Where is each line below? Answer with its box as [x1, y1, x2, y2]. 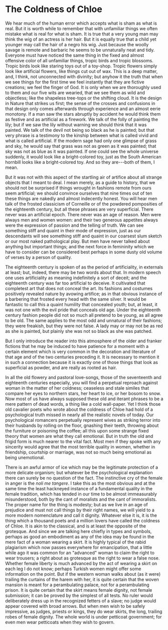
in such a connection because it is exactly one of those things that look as [5, 359, 158, 365]
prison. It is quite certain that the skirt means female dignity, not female [5, 587, 152, 593]
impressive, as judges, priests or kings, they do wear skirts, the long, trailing [5, 608, 162, 614]
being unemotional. [5, 454, 45, 461]
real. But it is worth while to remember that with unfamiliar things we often [5, 25, 158, 31]
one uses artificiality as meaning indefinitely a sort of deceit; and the [5, 275, 147, 281]
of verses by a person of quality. [5, 254, 72, 260]
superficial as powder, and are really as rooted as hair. [5, 365, 117, 371]
